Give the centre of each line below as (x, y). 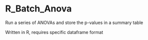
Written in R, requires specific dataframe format (54, 32)
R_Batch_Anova (38, 9)
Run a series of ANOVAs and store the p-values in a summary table (74, 22)
